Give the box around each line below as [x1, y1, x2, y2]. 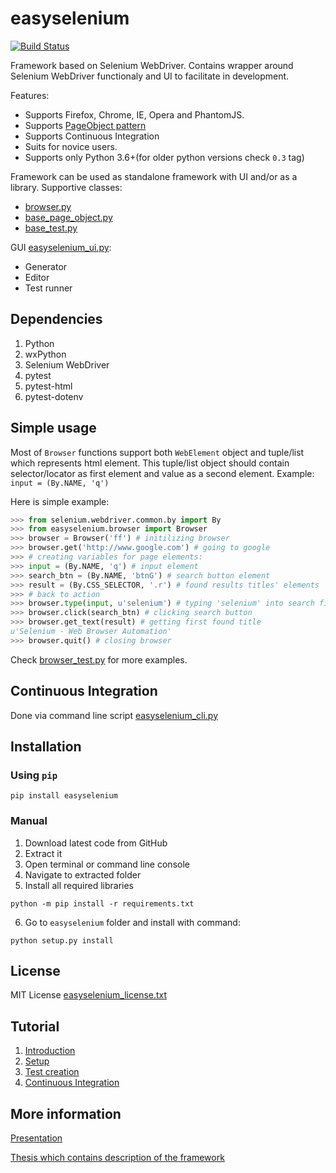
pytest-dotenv [24, 390, 84, 402]
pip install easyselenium [10, 791, 118, 801]
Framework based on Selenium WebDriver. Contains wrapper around [10, 59, 294, 71]
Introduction [24, 1045, 76, 1057]
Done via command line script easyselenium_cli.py [10, 709, 219, 721]
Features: [10, 89, 50, 101]
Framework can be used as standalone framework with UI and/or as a [10, 170, 298, 182]
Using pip [10, 768, 58, 782]
